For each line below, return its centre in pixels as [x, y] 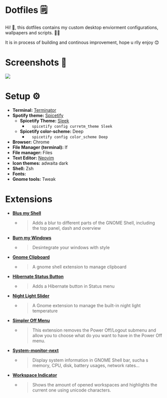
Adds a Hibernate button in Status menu [73, 286]
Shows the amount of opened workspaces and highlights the [95, 385]
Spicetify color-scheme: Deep [52, 131]
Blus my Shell [27, 213]
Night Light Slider [31, 296]
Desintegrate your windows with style [71, 247]
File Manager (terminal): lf [40, 147]
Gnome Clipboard [31, 257]
